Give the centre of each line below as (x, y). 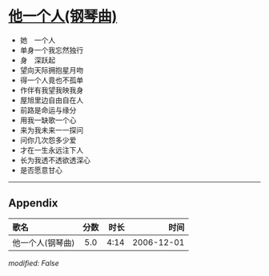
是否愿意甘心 (41, 170)
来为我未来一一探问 (52, 130)
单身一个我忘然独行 (52, 50)
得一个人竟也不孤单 (52, 80)
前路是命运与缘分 (48, 110)
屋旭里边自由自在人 (52, 100)
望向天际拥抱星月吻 (52, 70)
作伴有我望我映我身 (52, 90)
